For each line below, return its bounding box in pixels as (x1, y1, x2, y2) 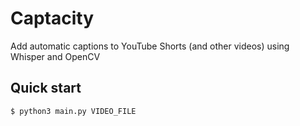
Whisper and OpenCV (10, 50, 101, 62)
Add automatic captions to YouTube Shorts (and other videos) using (10, 40, 290, 52)
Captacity (10, 7, 95, 30)
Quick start (10, 80, 82, 97)
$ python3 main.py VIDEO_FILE (10, 106, 137, 116)
